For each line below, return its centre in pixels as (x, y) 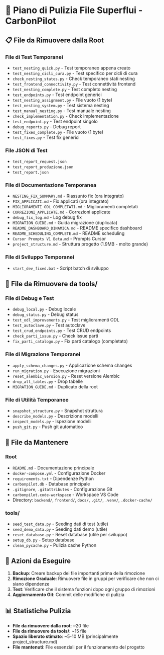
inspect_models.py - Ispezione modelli (52, 422)
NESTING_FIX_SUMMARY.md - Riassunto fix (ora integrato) (68, 196)
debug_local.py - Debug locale (44, 309)
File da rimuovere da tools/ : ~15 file (49, 631)
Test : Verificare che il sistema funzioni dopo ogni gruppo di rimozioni (84, 589)
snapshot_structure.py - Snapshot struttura (57, 411)
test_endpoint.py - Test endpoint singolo (55, 121)
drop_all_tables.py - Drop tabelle (48, 381)
